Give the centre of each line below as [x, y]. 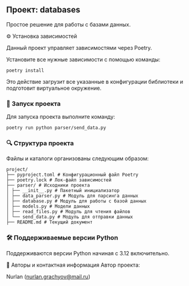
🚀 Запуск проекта [34, 104]
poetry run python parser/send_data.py [56, 128]
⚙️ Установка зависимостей [42, 36]
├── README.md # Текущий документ [50, 222]
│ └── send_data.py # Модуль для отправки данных [70, 217]
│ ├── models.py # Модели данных [48, 207]
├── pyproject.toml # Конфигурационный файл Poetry [72, 175]
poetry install [25, 70]
